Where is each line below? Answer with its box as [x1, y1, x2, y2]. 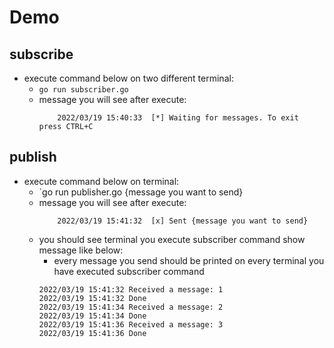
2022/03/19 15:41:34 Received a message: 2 [38, 302, 224, 312]
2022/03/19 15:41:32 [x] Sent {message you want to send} [57, 216, 309, 226]
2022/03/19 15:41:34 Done [38, 311, 147, 321]
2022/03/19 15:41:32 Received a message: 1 [38, 284, 224, 295]
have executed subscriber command [53, 265, 205, 277]
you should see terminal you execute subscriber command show [38, 233, 306, 245]
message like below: [38, 244, 124, 256]
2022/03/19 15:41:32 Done [38, 293, 147, 303]
